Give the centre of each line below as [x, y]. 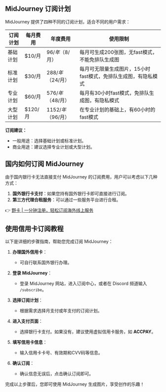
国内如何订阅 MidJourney [44, 164]
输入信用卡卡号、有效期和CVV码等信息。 [61, 353]
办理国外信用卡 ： [30, 252]
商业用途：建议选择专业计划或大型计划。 [53, 147]
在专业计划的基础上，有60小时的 [117, 109]
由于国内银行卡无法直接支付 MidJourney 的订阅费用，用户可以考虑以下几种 [81, 176]
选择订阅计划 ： [27, 300]
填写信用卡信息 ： [30, 342]
